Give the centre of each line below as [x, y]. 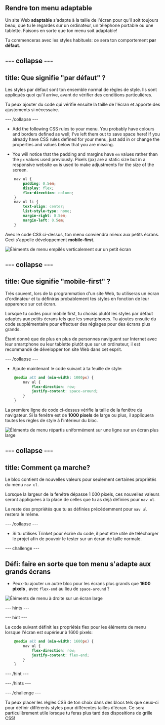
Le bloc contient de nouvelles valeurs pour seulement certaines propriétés [81, 479]
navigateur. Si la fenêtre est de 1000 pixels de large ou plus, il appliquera [80, 415]
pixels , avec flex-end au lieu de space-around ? [61, 589]
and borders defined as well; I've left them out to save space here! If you [86, 134]
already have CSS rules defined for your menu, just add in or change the [86, 139]
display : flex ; [39, 188]
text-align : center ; [44, 207]
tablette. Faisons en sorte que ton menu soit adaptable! [61, 30]
